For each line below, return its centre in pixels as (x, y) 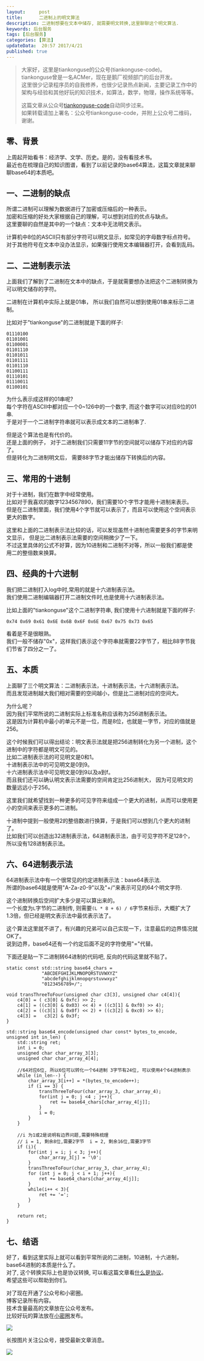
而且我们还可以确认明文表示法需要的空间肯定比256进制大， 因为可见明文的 (100, 779)
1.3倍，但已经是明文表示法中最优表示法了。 (60, 916)
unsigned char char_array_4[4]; (58, 1059)
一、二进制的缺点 (38, 193)
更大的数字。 (22, 517)
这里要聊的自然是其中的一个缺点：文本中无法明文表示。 (75, 224)
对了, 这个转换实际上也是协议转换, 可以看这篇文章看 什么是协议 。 (87, 1272)
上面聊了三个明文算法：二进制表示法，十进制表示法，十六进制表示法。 (94, 685)
